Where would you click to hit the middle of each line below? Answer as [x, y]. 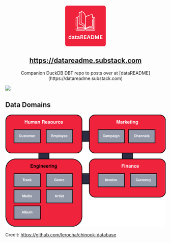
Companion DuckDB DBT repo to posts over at [69, 73]
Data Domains [28, 105]
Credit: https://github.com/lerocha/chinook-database [61, 234]
